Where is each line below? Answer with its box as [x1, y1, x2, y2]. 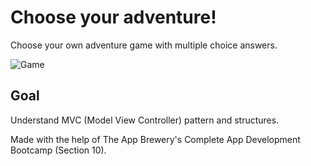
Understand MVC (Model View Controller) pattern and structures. [10, 114, 280, 126]
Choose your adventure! [10, 6, 217, 29]
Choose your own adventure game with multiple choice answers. [10, 39, 278, 51]
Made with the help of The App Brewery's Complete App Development [10, 133, 301, 145]
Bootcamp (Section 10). [10, 144, 107, 156]
